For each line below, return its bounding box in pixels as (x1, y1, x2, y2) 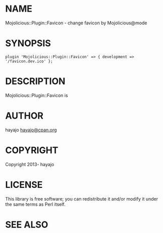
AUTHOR (5, 110, 44, 122)
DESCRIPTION (5, 75, 66, 87)
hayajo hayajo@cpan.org (5, 127, 57, 133)
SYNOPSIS (5, 37, 51, 49)
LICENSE (5, 179, 43, 190)
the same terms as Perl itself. (5, 201, 66, 207)
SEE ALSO (5, 219, 48, 230)
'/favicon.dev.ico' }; (5, 59, 53, 64)
